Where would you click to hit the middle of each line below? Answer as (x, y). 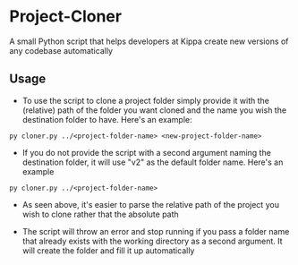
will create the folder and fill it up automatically (108, 250)
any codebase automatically (61, 50)
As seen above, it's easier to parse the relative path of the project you (151, 204)
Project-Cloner (66, 17)
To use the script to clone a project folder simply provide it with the (146, 100)
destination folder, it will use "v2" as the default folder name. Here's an (153, 162)
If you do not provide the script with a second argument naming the (146, 152)
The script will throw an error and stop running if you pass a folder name (156, 231)
